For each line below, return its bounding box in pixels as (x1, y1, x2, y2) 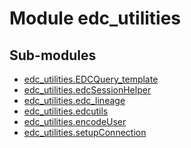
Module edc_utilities (9, 7, 182, 30)
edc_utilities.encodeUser (23, 116, 127, 127)
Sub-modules (9, 47, 97, 64)
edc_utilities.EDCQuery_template (23, 73, 159, 85)
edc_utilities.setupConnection (23, 127, 147, 138)
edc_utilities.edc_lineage (23, 95, 126, 106)
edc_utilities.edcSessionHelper (23, 84, 152, 96)
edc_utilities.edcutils (23, 105, 109, 117)
